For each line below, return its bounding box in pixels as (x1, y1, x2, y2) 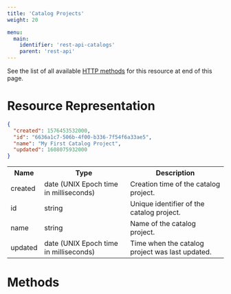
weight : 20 (7, 16, 38, 23)
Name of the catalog (130, 219, 196, 229)
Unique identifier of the (130, 199, 205, 209)
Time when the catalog (130, 238, 204, 248)
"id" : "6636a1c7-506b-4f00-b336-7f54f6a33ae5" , (13, 133, 153, 141)
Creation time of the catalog (130, 179, 221, 189)
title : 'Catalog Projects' (7, 10, 85, 17)
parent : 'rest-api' (19, 48, 76, 55)
